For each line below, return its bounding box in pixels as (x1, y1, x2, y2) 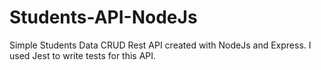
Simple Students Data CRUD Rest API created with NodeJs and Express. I (9, 39, 312, 51)
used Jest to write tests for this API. (9, 49, 157, 61)
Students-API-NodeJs (9, 6, 198, 29)
